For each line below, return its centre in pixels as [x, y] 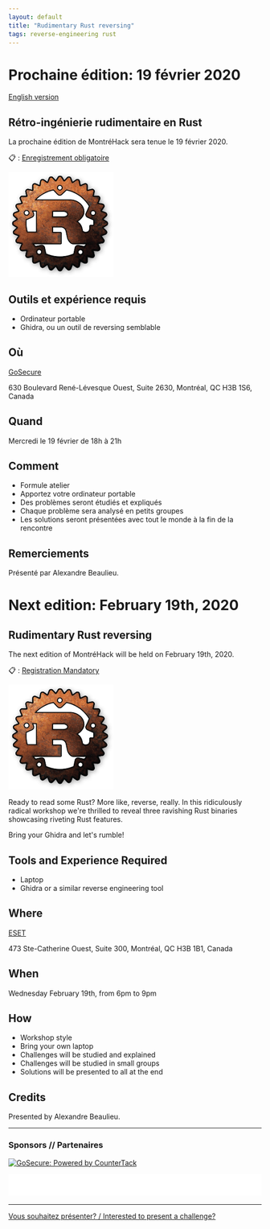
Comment [34, 466]
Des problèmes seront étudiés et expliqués [91, 502]
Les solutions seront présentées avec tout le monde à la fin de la [127, 520]
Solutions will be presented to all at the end [91, 1072]
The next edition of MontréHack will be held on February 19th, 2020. [121, 654]
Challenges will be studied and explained [88, 1055]
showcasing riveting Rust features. [65, 819]
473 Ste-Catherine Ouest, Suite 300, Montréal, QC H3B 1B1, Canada [121, 948]
